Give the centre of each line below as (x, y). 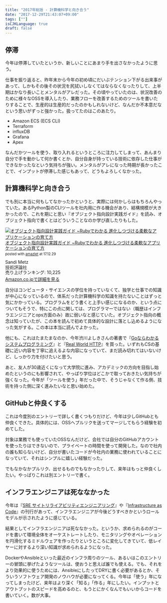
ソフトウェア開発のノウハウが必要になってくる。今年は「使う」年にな (90, 576)
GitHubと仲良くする (36, 403)
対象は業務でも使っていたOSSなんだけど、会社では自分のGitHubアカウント (82, 439)
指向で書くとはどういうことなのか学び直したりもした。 (83, 220)
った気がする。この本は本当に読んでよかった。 (53, 327)
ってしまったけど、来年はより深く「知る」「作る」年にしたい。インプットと (82, 583)
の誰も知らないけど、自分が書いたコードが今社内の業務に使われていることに (83, 452)
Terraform (23, 126)
